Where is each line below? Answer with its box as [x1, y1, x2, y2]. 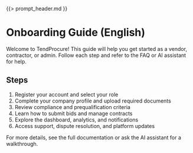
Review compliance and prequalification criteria [14, 103, 131, 110]
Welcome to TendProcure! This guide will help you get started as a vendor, [6, 45, 188, 52]
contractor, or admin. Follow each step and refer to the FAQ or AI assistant [6, 52, 187, 59]
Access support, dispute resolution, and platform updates [14, 122, 155, 129]
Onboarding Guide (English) [6, 26, 146, 39]
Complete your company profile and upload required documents [14, 97, 171, 104]
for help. [6, 58, 27, 65]
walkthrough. [6, 140, 38, 147]
